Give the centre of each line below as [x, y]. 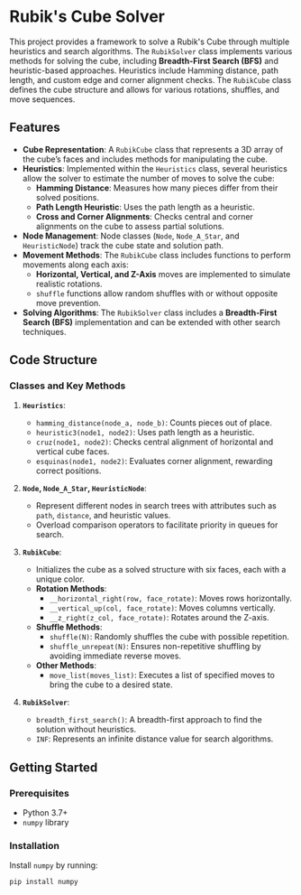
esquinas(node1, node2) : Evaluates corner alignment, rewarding [154, 461]
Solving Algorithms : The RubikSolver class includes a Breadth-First [150, 312]
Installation [35, 846]
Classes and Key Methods [68, 386]
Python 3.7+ [45, 813]
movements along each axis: [75, 265]
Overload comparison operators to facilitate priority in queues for [157, 525]
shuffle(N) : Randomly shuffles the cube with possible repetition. [169, 637]
